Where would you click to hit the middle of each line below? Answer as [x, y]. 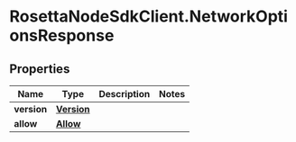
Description [125, 94]
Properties [40, 69]
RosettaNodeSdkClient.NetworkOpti [149, 17]
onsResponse [62, 35]
